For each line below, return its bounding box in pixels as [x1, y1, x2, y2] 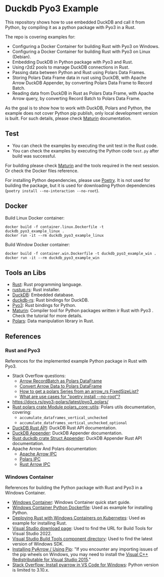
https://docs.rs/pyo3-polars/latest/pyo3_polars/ [12, 399, 109, 405]
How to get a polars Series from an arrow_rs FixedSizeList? [19, 388, 139, 395]
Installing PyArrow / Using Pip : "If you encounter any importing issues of [12, 546, 158, 552]
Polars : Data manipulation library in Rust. [12, 318, 94, 324]
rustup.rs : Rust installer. [12, 287, 60, 293]
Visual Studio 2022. [12, 530, 52, 537]
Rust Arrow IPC [19, 461, 50, 467]
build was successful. [12, 153, 56, 159]
